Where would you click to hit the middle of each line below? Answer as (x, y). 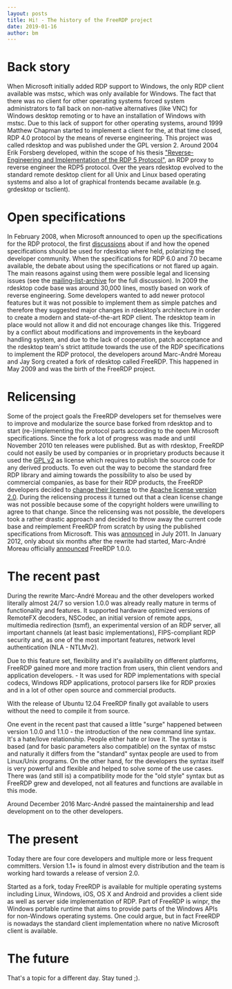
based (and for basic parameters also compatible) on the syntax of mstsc (112, 746)
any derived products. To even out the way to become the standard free (109, 467)
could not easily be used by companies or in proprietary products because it (116, 453)
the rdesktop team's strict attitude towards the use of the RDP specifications (116, 347)
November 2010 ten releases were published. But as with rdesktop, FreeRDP (116, 446)
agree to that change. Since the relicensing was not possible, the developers (116, 512)
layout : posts (28, 14)
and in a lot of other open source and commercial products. (92, 690)
